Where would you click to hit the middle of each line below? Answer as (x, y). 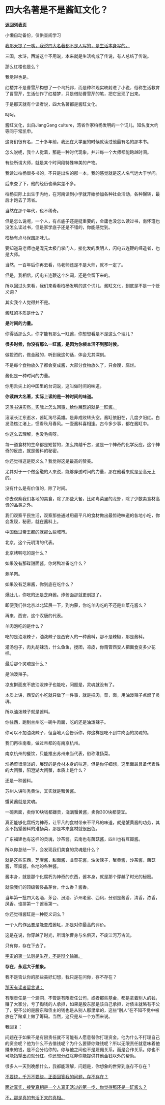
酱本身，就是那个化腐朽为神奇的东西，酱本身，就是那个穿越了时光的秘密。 (80, 877)
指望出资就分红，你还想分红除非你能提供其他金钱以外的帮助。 (76, 1056)
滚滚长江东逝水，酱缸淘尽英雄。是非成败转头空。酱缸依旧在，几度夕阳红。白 (82, 417)
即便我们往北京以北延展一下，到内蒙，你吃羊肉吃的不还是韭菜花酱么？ (76, 605)
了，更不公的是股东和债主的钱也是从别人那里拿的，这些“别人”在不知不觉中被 (82, 1010)
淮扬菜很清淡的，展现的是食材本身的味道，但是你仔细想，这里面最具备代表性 (82, 764)
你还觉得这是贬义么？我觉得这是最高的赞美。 (50, 461)
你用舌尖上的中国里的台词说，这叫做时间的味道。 (55, 386)
